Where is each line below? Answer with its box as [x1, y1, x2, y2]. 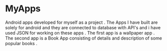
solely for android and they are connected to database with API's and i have [5, 24, 161, 30]
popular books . [5, 40, 37, 46]
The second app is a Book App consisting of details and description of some [5, 35, 162, 41]
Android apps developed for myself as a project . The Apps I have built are [5, 19, 158, 25]
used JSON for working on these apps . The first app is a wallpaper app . [5, 30, 155, 36]
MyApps [5, 3, 41, 14]
